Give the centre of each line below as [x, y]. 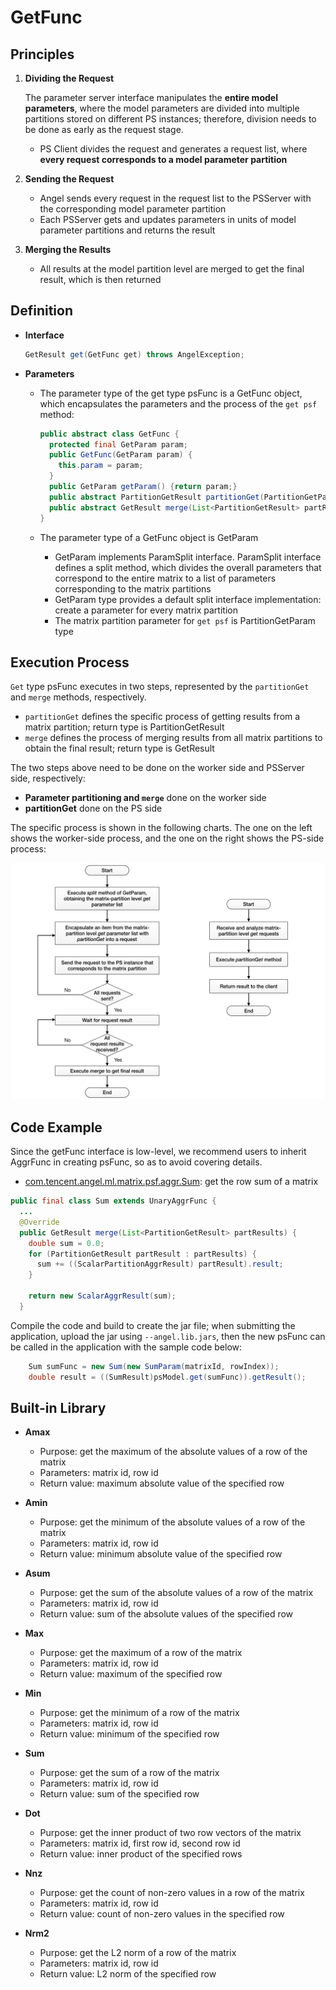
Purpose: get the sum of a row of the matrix [129, 1773]
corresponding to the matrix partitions [133, 588]
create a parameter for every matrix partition [146, 610]
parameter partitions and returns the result [127, 230]
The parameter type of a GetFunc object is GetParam [149, 537]
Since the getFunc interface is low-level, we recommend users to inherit [158, 1152]
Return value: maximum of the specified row [131, 1674]
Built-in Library [58, 1407]
